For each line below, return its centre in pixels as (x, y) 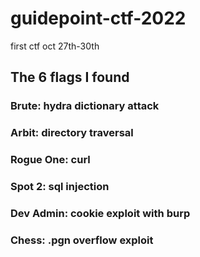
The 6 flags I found (70, 77)
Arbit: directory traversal (72, 133)
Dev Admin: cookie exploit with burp (100, 213)
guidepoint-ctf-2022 (98, 18)
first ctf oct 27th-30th (55, 46)
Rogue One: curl (50, 160)
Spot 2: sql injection (60, 187)
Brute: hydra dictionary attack (85, 106)
